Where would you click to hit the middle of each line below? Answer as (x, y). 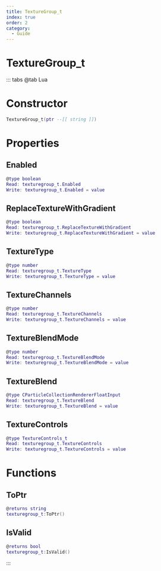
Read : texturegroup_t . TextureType (49, 271)
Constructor (37, 104)
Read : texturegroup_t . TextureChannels (54, 314)
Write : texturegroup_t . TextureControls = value (66, 449)
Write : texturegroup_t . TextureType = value (61, 276)
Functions (31, 473)
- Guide (21, 34)
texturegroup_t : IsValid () (38, 552)
